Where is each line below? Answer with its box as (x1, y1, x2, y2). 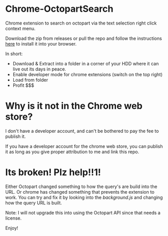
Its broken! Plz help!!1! (5, 167, 101, 178)
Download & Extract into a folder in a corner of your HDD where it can (12, 60, 159, 66)
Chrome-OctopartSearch (5, 3, 114, 15)
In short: (5, 51, 23, 57)
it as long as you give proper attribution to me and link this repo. (5, 149, 139, 155)
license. (5, 215, 22, 221)
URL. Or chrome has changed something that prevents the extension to (5, 188, 155, 195)
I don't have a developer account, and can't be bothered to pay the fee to (5, 128, 159, 134)
